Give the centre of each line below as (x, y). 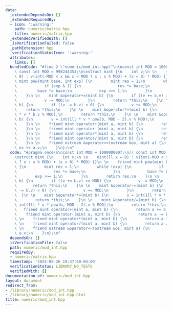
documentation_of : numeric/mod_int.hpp (48, 276)
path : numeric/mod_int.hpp (39, 247)
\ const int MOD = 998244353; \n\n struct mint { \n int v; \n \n (86, 72)
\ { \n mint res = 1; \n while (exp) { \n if (89, 166)
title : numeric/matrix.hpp (43, 34)
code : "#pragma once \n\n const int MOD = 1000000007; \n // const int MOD (88, 153)
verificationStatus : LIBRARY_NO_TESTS (51, 267)
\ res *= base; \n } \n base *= (89, 172)
